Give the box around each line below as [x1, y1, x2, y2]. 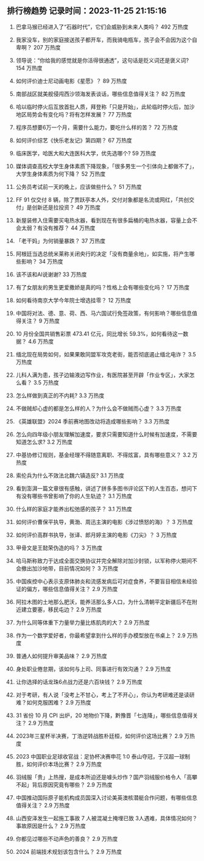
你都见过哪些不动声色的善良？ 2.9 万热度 [15, 835, 118, 842]
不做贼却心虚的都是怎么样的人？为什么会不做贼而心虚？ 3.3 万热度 [15, 405, 182, 412]
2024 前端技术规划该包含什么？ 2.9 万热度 [15, 848, 122, 855]
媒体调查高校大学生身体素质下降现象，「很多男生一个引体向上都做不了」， [15, 162, 197, 169]
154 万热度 [15, 64, 43, 71]
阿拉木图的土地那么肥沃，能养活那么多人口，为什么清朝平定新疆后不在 [15, 598, 192, 605]
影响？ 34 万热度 [21, 258, 63, 265]
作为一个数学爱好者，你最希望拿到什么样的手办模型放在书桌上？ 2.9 [15, 631, 186, 639]
